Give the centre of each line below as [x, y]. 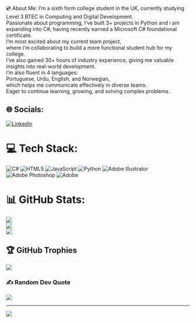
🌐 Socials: [25, 110]
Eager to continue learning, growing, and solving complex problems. [88, 91]
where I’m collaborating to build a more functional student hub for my [89, 48]
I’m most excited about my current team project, [64, 42]
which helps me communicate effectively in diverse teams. [76, 85]
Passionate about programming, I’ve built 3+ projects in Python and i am [93, 23]
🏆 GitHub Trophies [42, 250]
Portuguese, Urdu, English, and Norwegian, [58, 79]
